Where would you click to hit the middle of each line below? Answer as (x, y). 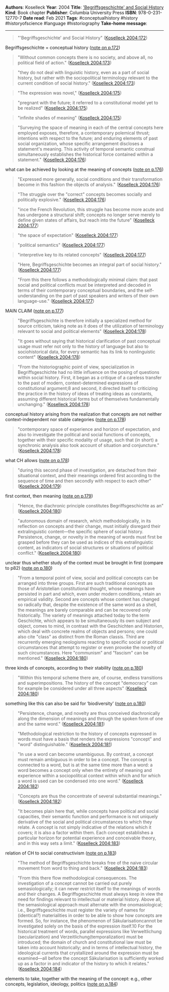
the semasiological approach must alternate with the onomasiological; (90, 905)
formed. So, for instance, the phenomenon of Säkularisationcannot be (90, 921)
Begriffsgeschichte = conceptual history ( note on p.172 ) (63, 48)
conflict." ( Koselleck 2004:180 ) (50, 553)
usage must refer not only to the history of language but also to (83, 346)
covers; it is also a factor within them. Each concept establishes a (85, 833)
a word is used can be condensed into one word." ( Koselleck (80, 781)
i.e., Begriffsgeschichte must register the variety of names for (81, 910)
